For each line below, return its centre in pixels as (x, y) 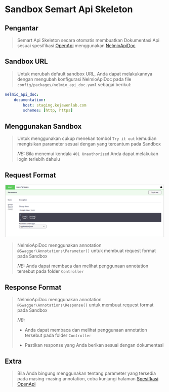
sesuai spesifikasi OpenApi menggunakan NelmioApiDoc (76, 46)
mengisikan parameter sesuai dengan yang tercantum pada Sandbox (89, 144)
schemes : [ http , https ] (48, 111)
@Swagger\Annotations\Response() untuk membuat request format (85, 305)
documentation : (30, 100)
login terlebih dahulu (38, 159)
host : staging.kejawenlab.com (55, 105)
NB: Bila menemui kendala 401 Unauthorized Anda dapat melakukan (88, 154)
